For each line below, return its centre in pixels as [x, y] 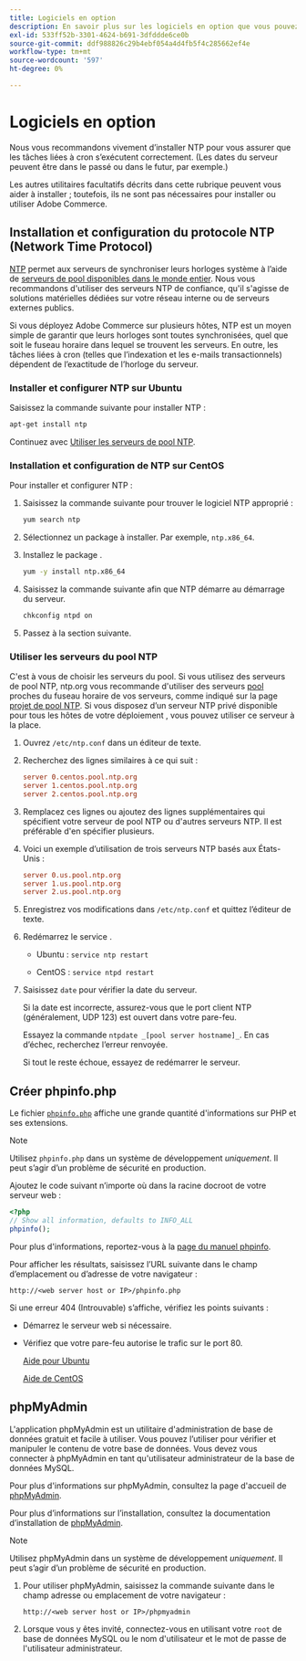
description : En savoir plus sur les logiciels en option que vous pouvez [154, 26]
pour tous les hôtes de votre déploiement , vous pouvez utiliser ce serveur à [152, 715]
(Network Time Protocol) [81, 247]
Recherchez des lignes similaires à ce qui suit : [110, 761]
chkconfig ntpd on [57, 615]
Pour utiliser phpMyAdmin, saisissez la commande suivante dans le [148, 1585]
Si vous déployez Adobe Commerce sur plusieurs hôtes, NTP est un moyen [150, 325]
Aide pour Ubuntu [56, 1361]
